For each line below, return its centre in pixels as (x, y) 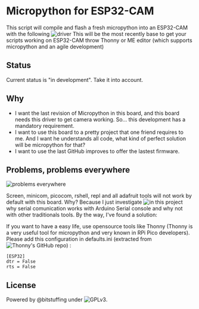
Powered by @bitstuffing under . (57, 299)
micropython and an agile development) (55, 47)
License (21, 285)
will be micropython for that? (50, 145)
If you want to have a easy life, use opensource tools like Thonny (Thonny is (99, 227)
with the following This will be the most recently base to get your (96, 33)
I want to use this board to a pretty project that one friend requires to (99, 132)
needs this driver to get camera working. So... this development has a (100, 119)
